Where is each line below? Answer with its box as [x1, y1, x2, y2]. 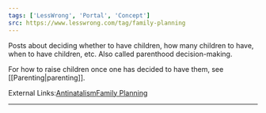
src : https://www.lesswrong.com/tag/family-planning [8, 19, 186, 27]
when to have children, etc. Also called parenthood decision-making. [8, 49, 233, 58]
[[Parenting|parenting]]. [8, 73, 85, 82]
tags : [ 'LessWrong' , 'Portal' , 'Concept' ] [8, 11, 150, 20]
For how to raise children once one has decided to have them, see [8, 64, 224, 73]
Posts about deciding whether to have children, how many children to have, [8, 40, 254, 50]
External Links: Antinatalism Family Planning [8, 88, 148, 97]
